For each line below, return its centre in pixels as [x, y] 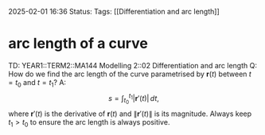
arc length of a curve [78, 44]
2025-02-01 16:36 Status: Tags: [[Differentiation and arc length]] [114, 12]
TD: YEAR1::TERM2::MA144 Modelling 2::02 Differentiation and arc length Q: [132, 65]
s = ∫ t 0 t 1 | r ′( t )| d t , [134, 98]
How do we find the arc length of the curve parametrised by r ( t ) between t [130, 74]
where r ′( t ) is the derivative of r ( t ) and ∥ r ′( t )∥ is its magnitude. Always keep [130, 114]
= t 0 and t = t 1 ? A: [37, 83]
